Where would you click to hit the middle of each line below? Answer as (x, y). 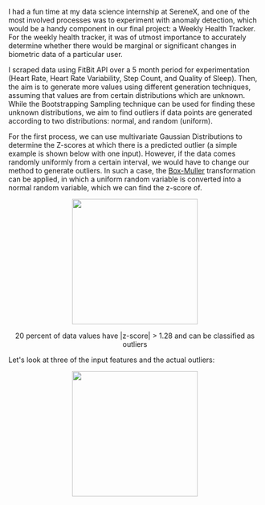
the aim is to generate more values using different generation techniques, (130, 87)
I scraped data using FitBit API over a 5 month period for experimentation (129, 70)
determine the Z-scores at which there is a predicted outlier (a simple (123, 145)
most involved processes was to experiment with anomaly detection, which (132, 20)
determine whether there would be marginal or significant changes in (122, 46)
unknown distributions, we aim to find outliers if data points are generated (130, 112)
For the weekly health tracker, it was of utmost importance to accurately (127, 37)
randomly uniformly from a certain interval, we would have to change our (129, 162)
